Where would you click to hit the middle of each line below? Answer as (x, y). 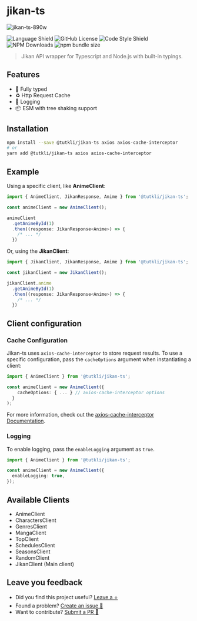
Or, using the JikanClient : (38, 251)
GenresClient (31, 526)
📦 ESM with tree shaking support (56, 108)
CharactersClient (36, 520)
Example (23, 172)
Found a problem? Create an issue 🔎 (59, 606)
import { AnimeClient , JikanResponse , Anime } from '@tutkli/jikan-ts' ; (98, 197)
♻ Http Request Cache (43, 95)
